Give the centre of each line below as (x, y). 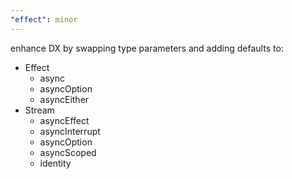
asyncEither (64, 99)
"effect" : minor (44, 19)
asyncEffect (64, 120)
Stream (39, 110)
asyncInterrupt (70, 131)
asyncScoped (68, 152)
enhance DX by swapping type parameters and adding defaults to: (147, 48)
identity (55, 163)
